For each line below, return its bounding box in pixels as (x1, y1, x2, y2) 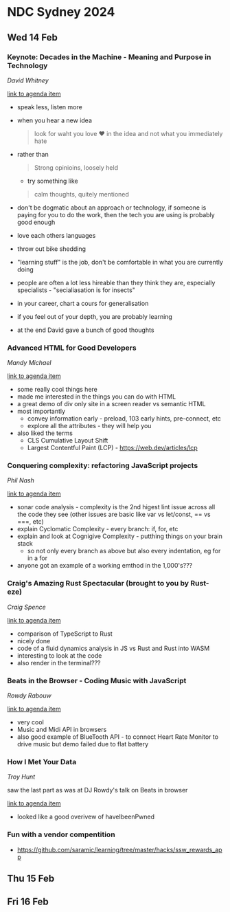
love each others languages (16, 231, 96, 239)
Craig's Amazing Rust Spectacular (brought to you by (7, 579, 189, 588)
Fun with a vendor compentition (7, 830, 115, 839)
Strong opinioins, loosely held (34, 163, 119, 172)
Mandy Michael (7, 359, 51, 367)
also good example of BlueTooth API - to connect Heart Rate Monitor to (16, 733, 218, 741)
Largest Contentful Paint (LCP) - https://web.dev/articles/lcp (27, 444, 198, 452)
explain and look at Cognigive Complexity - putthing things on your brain (16, 532, 223, 540)
